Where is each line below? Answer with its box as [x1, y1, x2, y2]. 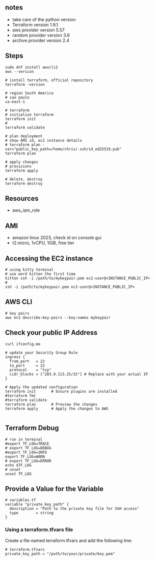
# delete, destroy [5, 177, 43, 182]
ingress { [5, 354, 26, 359]
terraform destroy [5, 181, 43, 186]
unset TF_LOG [5, 471, 32, 476]
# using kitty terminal [5, 267, 54, 272]
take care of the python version [12, 16, 76, 22]
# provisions [5, 164, 32, 169]
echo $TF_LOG [5, 463, 32, 467]
